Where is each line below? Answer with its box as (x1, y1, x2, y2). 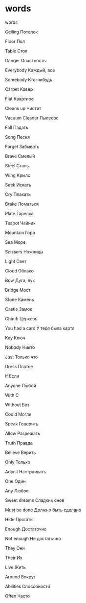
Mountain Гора (5, 229, 35, 235)
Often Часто (5, 593, 30, 599)
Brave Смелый (5, 153, 35, 159)
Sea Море (5, 239, 26, 245)
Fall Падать (5, 124, 28, 130)
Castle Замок (5, 306, 33, 312)
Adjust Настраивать (5, 468, 46, 474)
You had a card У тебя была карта (5, 325, 75, 331)
